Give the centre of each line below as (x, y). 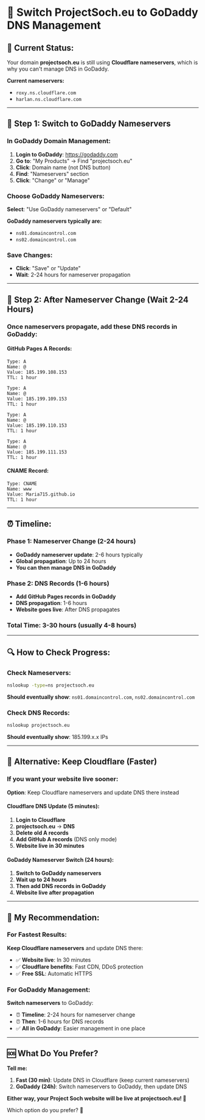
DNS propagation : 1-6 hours (51, 603)
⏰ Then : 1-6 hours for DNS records (60, 1021)
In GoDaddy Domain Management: (59, 141)
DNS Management (54, 25)
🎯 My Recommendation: (53, 918)
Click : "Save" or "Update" (48, 268)
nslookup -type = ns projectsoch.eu (51, 685)
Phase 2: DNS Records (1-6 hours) (58, 583)
